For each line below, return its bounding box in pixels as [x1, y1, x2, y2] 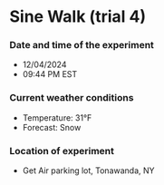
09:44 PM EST [22, 69, 78, 80]
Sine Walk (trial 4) [9, 6, 147, 27]
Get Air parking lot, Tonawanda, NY [22, 165, 156, 176]
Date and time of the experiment [9, 39, 154, 52]
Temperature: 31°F [22, 112, 92, 123]
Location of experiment [9, 144, 115, 157]
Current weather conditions [9, 92, 134, 104]
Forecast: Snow [22, 122, 82, 132]
